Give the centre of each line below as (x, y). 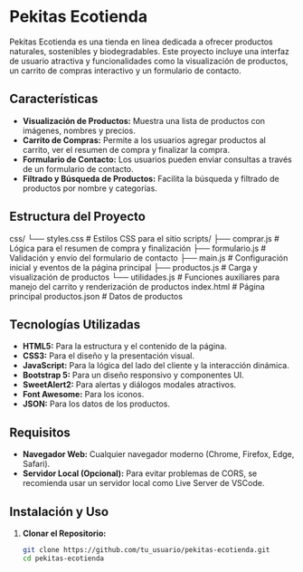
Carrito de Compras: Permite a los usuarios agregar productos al (144, 140)
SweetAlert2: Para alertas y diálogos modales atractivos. (129, 385)
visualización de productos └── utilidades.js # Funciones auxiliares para (145, 277)
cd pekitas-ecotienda (63, 558)
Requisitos (40, 432)
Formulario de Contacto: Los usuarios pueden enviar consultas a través (157, 159)
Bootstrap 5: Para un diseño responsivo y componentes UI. (133, 375)
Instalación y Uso (59, 512)
